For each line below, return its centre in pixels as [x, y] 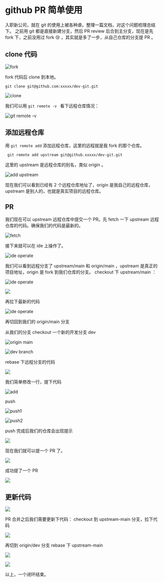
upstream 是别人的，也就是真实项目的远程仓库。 [54, 191]
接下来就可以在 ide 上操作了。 [35, 246]
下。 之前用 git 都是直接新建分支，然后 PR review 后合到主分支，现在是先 [79, 31]
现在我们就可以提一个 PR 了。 [35, 451]
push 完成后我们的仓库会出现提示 [39, 431]
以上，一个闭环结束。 [27, 575]
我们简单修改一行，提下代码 [33, 382]
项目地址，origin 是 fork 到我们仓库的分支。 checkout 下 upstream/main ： [81, 272]
